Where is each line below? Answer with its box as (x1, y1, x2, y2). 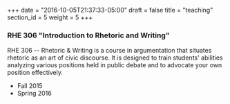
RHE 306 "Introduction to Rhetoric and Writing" (7, 31, 170, 40)
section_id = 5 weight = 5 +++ (7, 13, 93, 21)
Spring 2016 (17, 89, 52, 98)
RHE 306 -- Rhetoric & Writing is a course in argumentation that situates (7, 46, 212, 55)
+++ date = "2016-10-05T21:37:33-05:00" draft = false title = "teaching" (7, 6, 213, 14)
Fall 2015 (17, 82, 43, 90)
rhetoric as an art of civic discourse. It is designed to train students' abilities (7, 53, 223, 62)
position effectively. (7, 69, 64, 77)
